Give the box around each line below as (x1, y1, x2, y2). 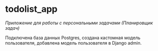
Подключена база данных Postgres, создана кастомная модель (5, 35, 141, 41)
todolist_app (5, 3, 58, 15)
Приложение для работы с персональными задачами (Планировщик (5, 20, 153, 26)
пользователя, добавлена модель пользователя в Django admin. (5, 40, 142, 46)
